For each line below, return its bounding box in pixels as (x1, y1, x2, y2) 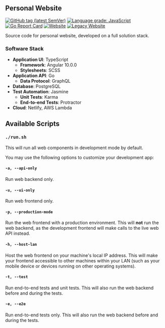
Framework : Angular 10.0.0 (20, 62, 77, 68)
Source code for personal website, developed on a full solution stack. (5, 32, 150, 38)
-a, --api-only (5, 166, 37, 171)
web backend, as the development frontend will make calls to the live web (5, 225, 159, 231)
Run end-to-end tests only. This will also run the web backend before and (5, 312, 158, 318)
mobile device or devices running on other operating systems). (5, 263, 136, 269)
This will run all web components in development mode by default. (5, 145, 143, 151)
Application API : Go (12, 73, 54, 79)
